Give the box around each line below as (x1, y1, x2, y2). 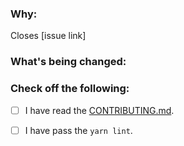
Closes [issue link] (10, 30, 87, 42)
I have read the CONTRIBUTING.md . (24, 104, 175, 116)
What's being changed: (10, 55, 127, 69)
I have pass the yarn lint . (24, 124, 133, 136)
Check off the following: (10, 82, 130, 96)
